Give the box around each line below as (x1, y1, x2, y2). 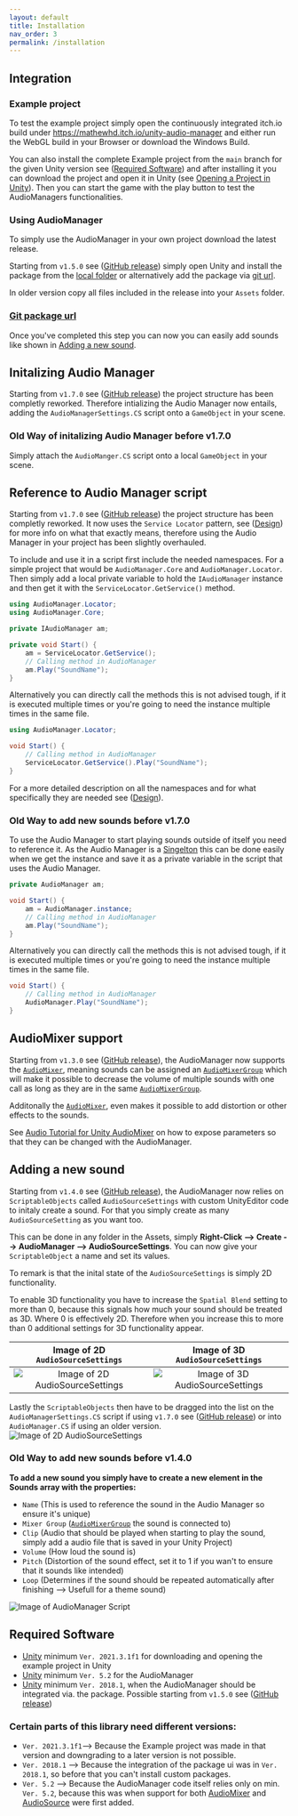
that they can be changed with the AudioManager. (9, 1136, 192, 1147)
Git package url (9, 310, 77, 322)
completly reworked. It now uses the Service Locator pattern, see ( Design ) (9, 518, 284, 529)
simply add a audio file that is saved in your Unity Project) (21, 1537, 233, 1547)
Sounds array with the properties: (9, 1481, 137, 1492)
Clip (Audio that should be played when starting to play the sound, (21, 1527, 266, 1538)
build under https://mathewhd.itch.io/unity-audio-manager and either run (9, 126, 277, 138)
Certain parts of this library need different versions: (9, 1720, 237, 1732)
